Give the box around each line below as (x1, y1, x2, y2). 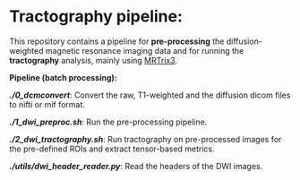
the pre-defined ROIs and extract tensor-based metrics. (9, 143, 215, 154)
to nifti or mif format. (9, 99, 85, 109)
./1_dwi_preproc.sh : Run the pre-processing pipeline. (9, 116, 208, 127)
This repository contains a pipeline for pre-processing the (9, 36, 225, 47)
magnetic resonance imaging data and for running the (45, 45, 244, 56)
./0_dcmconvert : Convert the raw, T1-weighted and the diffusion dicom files (9, 90, 291, 100)
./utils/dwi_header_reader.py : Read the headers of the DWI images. (9, 160, 263, 171)
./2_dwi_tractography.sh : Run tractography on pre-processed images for (9, 133, 282, 144)
